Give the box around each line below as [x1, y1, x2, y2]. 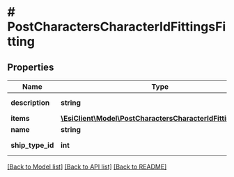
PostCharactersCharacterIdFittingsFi [7, 19, 226, 35]
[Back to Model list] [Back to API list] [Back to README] [7, 162, 167, 171]
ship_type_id [10, 140, 54, 150]
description [10, 98, 50, 108]
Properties [7, 61, 54, 73]
